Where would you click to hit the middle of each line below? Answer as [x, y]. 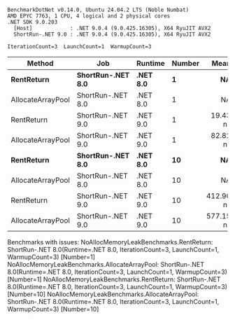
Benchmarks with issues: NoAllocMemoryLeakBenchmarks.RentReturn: [110, 242]
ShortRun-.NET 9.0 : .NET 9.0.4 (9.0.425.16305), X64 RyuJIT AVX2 [112, 34]
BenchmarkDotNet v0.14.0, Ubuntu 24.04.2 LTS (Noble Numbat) [98, 10]
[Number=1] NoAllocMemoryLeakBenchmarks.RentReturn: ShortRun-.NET [114, 279]
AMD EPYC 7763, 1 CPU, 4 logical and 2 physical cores [89, 16]
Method [40, 63]
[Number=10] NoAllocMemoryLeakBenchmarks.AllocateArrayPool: [103, 294]
